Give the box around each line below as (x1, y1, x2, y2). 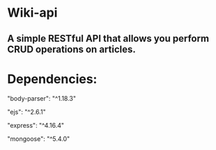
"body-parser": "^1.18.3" (7, 94, 77, 102)
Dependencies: (7, 71, 98, 87)
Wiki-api (7, 5, 58, 21)
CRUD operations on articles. (7, 43, 136, 55)
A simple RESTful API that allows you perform (7, 33, 210, 44)
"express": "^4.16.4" (7, 121, 65, 129)
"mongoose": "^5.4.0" (7, 134, 70, 143)
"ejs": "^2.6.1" (7, 108, 47, 116)
